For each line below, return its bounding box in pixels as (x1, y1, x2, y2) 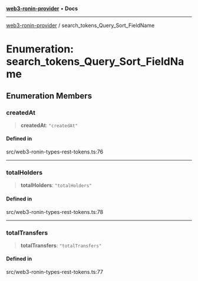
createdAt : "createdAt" (20, 122, 78, 129)
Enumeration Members (6, 91, 93, 101)
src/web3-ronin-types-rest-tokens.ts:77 (6, 269, 103, 276)
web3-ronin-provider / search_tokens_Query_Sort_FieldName (6, 22, 155, 29)
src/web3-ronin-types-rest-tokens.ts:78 (6, 208, 104, 215)
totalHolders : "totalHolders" (20, 182, 93, 189)
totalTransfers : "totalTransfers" (20, 242, 102, 249)
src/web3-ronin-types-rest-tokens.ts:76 (6, 148, 104, 155)
